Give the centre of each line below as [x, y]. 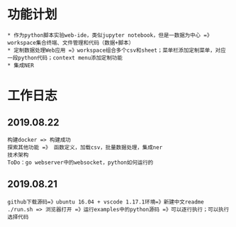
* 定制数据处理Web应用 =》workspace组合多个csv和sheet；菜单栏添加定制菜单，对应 [117, 50]
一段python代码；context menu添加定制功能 [65, 57]
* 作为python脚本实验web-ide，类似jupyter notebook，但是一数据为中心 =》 [110, 35]
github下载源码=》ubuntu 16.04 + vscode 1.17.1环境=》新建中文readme [106, 202]
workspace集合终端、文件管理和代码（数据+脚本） [71, 43]
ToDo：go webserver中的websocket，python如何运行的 [80, 162]
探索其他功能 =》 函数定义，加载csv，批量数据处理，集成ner [85, 147]
